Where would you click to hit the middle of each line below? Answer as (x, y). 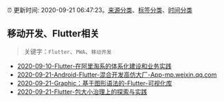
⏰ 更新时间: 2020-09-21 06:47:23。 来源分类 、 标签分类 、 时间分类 (100, 10)
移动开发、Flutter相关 (53, 34)
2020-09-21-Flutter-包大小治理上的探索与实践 (82, 92)
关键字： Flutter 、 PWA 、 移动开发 (68, 51)
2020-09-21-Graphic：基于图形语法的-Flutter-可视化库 (94, 83)
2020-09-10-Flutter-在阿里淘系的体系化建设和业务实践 (94, 66)
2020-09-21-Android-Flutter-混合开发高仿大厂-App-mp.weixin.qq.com (117, 75)
